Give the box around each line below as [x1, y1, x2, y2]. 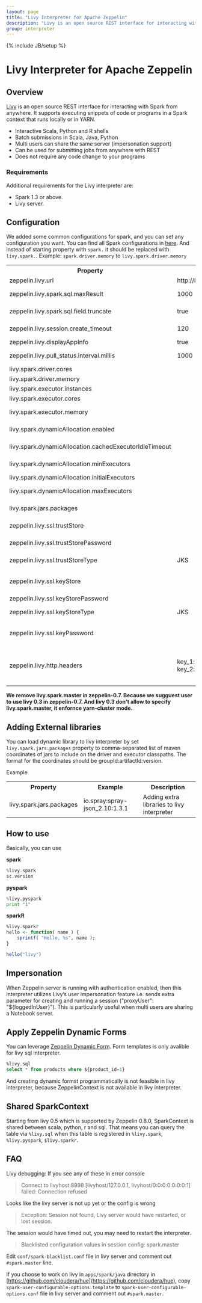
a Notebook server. [6, 1009, 54, 1017]
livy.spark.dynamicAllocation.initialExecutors [9, 473, 135, 482]
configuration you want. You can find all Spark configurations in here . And [6, 239, 189, 247]
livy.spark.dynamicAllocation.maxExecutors [9, 487, 132, 495]
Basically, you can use [6, 844, 62, 851]
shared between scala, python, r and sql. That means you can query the [6, 1124, 185, 1131]
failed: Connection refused [20, 1187, 87, 1195]
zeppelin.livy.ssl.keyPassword [9, 629, 94, 638]
